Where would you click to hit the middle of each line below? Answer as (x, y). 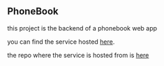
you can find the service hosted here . (61, 42)
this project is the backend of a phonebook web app (82, 28)
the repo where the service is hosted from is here (78, 55)
